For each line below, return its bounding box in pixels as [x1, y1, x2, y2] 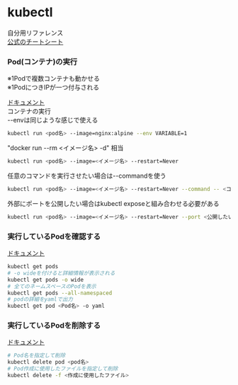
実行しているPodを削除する [7, 321, 101, 331]
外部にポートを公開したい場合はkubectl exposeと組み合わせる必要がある [7, 199, 220, 207]
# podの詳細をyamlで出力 [7, 296, 73, 303]
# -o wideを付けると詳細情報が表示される [7, 270, 115, 277]
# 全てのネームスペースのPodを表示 [7, 282, 97, 290]
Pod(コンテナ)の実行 [7, 57, 78, 67]
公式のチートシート [7, 37, 64, 46]
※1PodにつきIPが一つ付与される [7, 83, 100, 92]
